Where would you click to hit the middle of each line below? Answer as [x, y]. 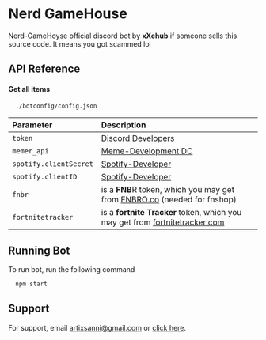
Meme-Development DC [147, 151]
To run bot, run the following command [72, 270]
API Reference [44, 69]
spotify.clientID [45, 177]
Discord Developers [138, 138]
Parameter [32, 125]
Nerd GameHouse [68, 14]
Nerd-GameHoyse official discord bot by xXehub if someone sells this [123, 36]
